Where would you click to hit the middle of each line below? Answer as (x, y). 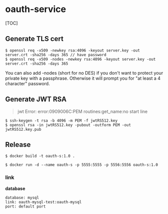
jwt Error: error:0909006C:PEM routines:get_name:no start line (82, 111)
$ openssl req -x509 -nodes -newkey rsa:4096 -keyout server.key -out (80, 59)
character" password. (28, 83)
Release (18, 145)
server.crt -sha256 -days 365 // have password (56, 55)
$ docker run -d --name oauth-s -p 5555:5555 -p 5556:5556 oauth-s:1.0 (81, 165)
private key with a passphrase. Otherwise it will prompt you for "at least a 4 (83, 78)
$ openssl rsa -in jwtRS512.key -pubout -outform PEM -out (68, 125)
